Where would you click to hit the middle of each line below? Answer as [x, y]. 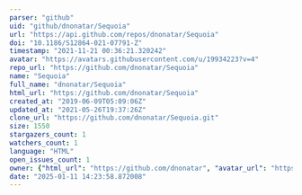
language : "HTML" [42, 151]
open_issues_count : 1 [50, 160]
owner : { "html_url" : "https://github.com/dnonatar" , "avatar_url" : [138, 168]
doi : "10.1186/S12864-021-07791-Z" [76, 43]
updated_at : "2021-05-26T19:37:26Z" [78, 110]
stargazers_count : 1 [48, 135]
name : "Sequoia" [40, 76]
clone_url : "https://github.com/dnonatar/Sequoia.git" [114, 118]
